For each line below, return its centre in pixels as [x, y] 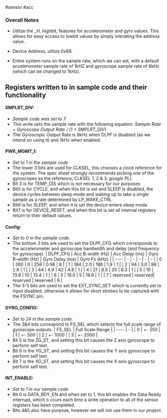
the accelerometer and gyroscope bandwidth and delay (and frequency [86, 248]
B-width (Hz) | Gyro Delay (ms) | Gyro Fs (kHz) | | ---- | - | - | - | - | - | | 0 [87, 259]
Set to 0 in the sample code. [41, 238]
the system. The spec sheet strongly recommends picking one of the [83, 173]
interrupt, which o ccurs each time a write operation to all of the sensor [85, 400]
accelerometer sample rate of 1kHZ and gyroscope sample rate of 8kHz [86, 66]
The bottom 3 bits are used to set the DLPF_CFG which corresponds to [85, 243]
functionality [26, 95]
